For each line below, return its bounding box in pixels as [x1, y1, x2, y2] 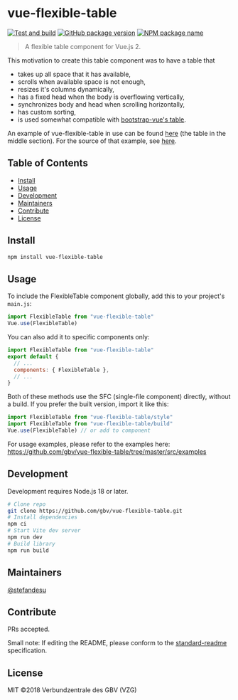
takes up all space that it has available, [17, 70, 131, 78]
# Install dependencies [7, 514, 78, 521]
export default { [7, 353, 59, 360]
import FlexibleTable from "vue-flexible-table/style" [7, 414, 173, 421]
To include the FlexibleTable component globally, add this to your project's [7, 292, 225, 300]
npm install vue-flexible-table [7, 253, 103, 260]
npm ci [7, 521, 27, 528]
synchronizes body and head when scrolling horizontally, [17, 100, 185, 108]
